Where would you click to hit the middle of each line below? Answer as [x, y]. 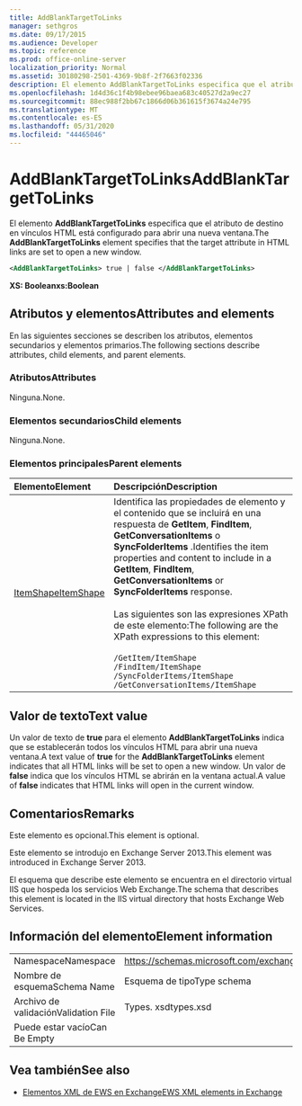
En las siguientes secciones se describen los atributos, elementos [131, 335]
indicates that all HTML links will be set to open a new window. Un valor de [147, 766]
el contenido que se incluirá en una [187, 513]
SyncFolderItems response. [173, 592]
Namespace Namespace [65, 960]
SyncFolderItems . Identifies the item [191, 547]
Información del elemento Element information [141, 937]
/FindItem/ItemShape [158, 667]
